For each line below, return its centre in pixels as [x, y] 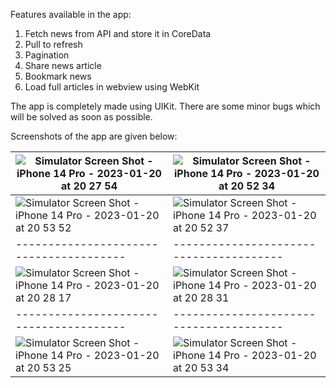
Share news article [63, 65]
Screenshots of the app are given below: [94, 136]
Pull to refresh [53, 44]
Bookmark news [58, 76]
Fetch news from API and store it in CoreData [118, 33]
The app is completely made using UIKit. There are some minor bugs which [165, 106]
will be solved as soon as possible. [81, 117]
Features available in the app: [71, 14]
